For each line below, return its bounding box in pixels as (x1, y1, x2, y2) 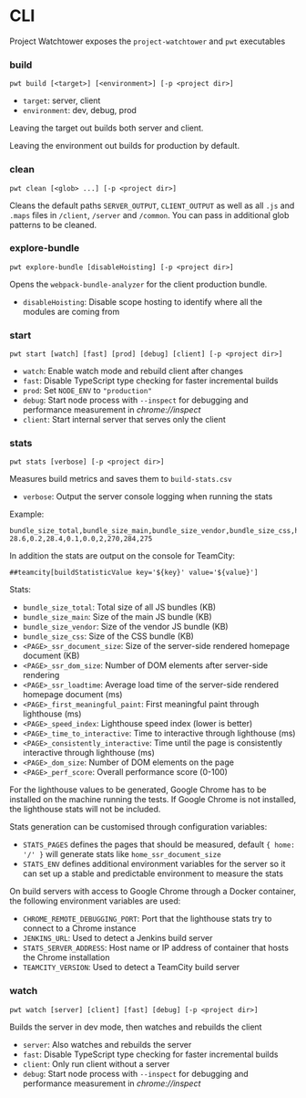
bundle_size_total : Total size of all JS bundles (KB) (22, 601, 217, 612)
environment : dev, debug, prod (22, 105, 137, 116)
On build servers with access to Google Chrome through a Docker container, (9, 886, 297, 897)
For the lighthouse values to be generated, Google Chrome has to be (9, 784, 267, 795)
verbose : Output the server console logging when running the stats (22, 491, 273, 502)
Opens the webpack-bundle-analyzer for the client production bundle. (9, 278, 268, 289)
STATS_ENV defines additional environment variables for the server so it (22, 859, 286, 870)
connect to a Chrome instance (22, 923, 137, 934)
